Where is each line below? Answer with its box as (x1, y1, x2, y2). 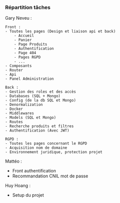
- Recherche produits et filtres (5, 124, 74, 129)
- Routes (5, 120, 23, 125)
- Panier (14, 37, 32, 43)
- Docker (5, 106, 23, 112)
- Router (5, 68, 23, 73)
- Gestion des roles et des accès (5, 89, 77, 95)
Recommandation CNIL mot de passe (12, 173, 88, 179)
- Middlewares (5, 111, 35, 116)
